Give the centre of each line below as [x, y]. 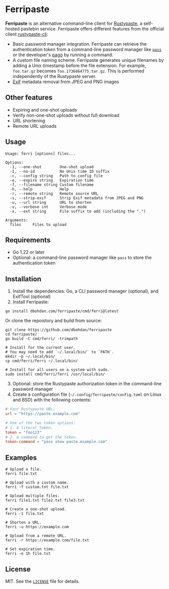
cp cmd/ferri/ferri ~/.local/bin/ [42, 361]
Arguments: [17, 220]
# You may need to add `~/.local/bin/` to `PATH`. [60, 352]
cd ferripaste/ [21, 335]
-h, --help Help [39, 189]
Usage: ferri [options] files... [40, 154]
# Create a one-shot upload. [36, 509]
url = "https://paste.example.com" [43, 414]
